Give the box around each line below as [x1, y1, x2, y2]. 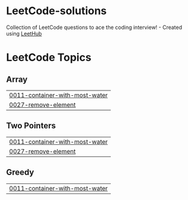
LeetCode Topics [6, 51, 92, 64]
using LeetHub [6, 30, 42, 37]
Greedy [6, 167, 34, 178]
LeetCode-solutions [6, 4, 107, 18]
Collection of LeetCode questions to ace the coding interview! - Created [6, 24, 183, 31]
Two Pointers [6, 121, 56, 131]
